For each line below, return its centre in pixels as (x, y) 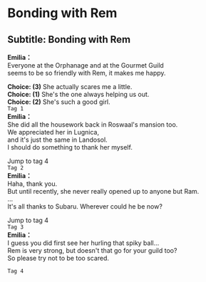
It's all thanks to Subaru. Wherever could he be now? (85, 207)
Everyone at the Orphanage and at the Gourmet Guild (86, 65)
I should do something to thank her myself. (70, 147)
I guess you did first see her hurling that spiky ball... (83, 243)
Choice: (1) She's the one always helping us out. (78, 94)
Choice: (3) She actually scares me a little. (70, 87)
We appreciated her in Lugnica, (53, 132)
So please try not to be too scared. (58, 258)
